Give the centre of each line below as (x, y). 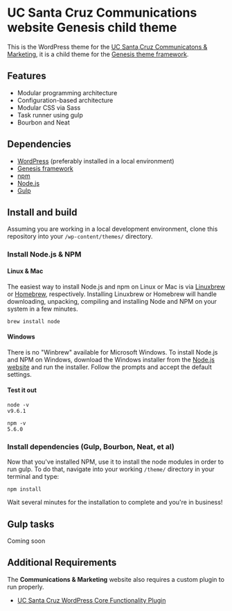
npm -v (17, 423)
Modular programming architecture (67, 92)
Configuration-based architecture (65, 100)
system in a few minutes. (43, 309)
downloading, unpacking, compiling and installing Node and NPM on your (112, 301)
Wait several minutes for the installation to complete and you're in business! (115, 503)
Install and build (42, 212)
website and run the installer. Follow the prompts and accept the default (110, 367)
